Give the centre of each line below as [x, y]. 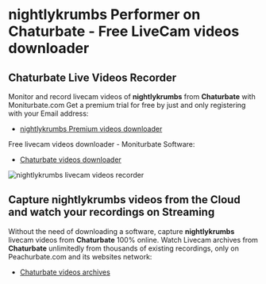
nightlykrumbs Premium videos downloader [91, 129]
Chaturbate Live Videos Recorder [93, 77]
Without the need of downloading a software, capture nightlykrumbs [121, 231]
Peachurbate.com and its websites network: [80, 256]
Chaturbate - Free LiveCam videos [124, 31]
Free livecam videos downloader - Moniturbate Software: [102, 144]
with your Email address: [48, 113]
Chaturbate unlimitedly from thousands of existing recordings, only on [124, 248]
